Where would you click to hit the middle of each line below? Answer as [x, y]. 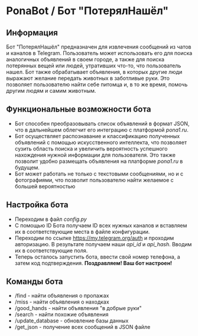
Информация [32, 33]
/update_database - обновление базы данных [72, 321]
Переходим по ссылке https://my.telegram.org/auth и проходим [94, 238]
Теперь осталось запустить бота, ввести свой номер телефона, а [97, 257]
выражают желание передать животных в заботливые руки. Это [88, 78]
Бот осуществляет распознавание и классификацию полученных [97, 136]
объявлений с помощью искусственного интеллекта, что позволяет [101, 142]
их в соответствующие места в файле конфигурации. [82, 231]
